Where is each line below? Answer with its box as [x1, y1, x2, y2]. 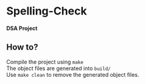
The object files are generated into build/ [6, 65, 111, 72]
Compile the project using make [6, 58, 83, 65]
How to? [6, 42, 38, 53]
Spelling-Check [6, 4, 87, 18]
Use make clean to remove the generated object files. [6, 71, 140, 78]
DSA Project [6, 24, 38, 31]
